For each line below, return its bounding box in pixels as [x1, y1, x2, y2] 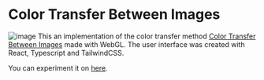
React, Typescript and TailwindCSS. [8, 48, 125, 57]
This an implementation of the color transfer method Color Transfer [38, 31, 256, 41]
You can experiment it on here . [8, 63, 108, 72]
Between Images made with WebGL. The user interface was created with [8, 39, 246, 49]
